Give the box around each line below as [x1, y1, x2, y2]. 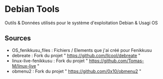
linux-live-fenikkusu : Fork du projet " [11, 58, 88, 64]
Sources [4, 34, 31, 42]
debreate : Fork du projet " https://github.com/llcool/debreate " [11, 52, 141, 58]
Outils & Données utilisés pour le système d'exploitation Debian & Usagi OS [4, 20, 158, 26]
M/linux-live [11, 63, 37, 69]
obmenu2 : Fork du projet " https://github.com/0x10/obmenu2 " [11, 68, 142, 74]
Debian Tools [4, 3, 60, 15]
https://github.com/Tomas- [89, 58, 144, 64]
